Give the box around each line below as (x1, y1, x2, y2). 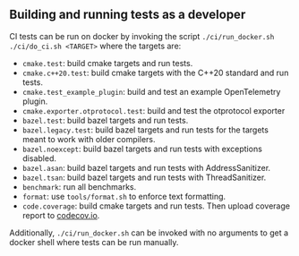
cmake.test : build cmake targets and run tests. (21, 57, 193, 68)
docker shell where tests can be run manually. (9, 236, 179, 247)
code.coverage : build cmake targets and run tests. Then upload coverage (21, 201, 291, 211)
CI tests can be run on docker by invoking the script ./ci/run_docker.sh (9, 30, 275, 41)
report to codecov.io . (21, 209, 100, 220)
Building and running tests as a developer (9, 7, 246, 22)
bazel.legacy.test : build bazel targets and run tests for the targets (21, 124, 269, 135)
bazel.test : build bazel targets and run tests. (21, 115, 189, 125)
